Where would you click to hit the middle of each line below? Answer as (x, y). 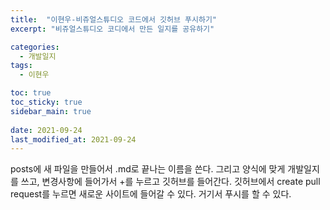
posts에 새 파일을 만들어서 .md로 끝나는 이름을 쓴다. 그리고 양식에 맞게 (148, 169)
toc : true (31, 93)
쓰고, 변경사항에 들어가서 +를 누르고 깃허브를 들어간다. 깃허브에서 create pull (170, 182)
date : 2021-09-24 (46, 130)
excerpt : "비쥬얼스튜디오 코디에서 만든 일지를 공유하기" (112, 29)
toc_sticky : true (46, 102)
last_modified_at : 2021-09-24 (73, 139)
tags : (21, 66)
